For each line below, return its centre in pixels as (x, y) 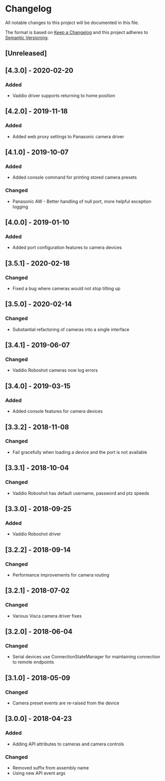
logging (20, 206)
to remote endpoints (33, 662)
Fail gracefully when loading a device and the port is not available (80, 452)
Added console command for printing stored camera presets (75, 177)
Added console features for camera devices (58, 411)
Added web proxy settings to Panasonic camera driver (68, 136)
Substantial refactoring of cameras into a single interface (71, 329)
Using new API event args (39, 773)
